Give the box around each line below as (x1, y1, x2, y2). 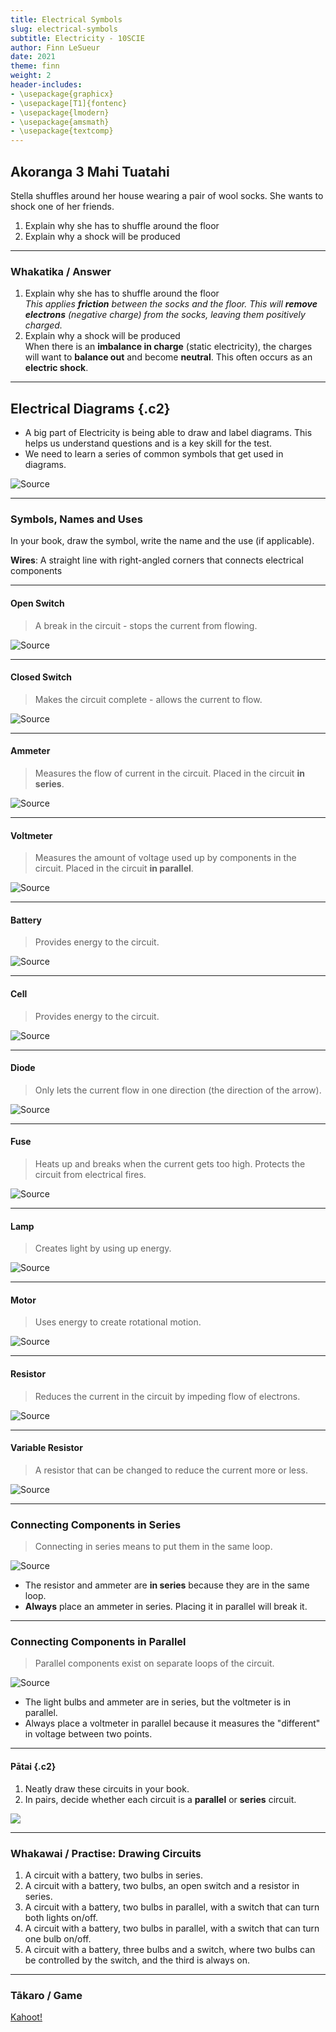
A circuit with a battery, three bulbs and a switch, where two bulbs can (24, 1943, 316, 1955)
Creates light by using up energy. (34, 1242, 172, 1255)
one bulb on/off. (24, 1932, 92, 1945)
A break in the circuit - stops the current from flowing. (34, 619, 258, 631)
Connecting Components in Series (10, 1517, 182, 1531)
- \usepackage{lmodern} (10, 107, 110, 118)
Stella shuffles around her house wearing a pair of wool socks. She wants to (10, 189, 324, 201)
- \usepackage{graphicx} (10, 89, 114, 99)
